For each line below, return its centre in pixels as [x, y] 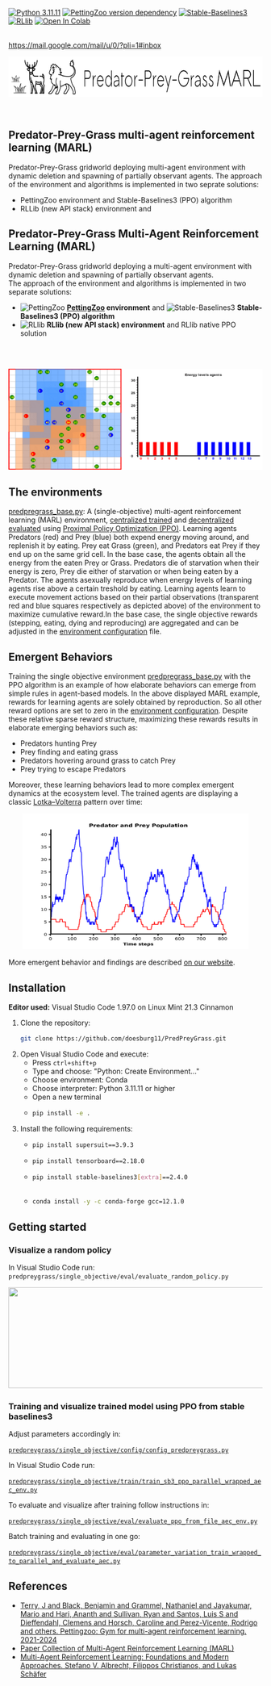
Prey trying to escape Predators [73, 769]
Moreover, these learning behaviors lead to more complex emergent [121, 785]
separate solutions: [40, 291]
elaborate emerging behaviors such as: [73, 728]
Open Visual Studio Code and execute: [84, 1054]
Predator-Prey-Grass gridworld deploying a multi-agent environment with [130, 266]
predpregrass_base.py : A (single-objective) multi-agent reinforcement [125, 512]
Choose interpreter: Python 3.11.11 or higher [104, 1088]
